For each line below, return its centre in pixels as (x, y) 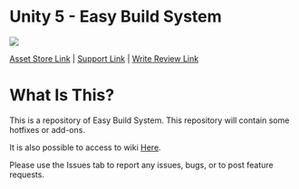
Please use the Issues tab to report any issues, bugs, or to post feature (141, 165)
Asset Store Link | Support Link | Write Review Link (104, 58)
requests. (27, 175)
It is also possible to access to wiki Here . (85, 147)
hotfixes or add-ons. (48, 129)
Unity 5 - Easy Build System (116, 17)
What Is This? (62, 95)
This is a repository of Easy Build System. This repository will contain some (149, 120)
